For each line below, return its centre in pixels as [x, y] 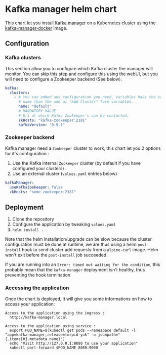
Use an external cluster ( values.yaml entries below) [64, 174]
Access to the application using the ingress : [55, 313]
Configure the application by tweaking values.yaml [64, 224]
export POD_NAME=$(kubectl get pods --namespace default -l [73, 330]
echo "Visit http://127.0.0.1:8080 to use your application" [74, 343]
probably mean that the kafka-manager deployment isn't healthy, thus [75, 270]
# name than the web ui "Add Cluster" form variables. [76, 102]
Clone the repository [33, 219]
